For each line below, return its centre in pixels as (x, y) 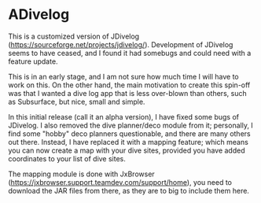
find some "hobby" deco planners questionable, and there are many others (129, 133)
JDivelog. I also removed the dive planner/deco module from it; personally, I (130, 125)
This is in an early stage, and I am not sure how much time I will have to (123, 76)
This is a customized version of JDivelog (74, 36)
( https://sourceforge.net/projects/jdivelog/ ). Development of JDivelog (121, 44)
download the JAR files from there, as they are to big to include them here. (129, 190)
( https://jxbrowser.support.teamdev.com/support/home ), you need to (120, 182)
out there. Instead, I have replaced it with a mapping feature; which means (129, 142)
